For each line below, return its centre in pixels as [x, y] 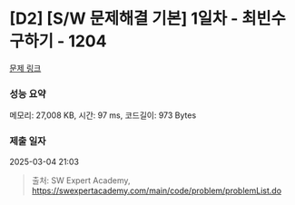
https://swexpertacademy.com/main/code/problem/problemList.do [157, 190]
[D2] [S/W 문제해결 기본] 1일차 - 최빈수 [147, 19]
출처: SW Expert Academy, [81, 180]
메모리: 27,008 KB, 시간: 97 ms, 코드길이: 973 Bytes [103, 115]
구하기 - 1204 [58, 41]
